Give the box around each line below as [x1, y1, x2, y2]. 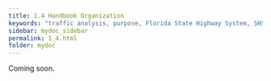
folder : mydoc [8, 42, 56, 50]
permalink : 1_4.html [8, 34, 78, 43]
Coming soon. [8, 63, 55, 73]
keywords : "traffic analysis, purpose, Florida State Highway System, [8, 19, 251, 27]
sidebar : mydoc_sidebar [8, 26, 89, 34]
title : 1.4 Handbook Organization [8, 11, 125, 20]
